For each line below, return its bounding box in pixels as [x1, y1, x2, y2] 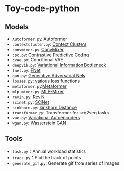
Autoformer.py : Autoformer [12, 36, 67, 42]
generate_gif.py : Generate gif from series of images [12, 160, 120, 166]
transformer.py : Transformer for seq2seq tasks [12, 110, 109, 115]
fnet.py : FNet [12, 67, 41, 73]
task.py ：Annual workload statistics [12, 148, 86, 154]
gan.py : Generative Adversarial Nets [12, 73, 85, 78]
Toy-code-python [5, 3, 80, 14]
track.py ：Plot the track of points [12, 154, 81, 160]
